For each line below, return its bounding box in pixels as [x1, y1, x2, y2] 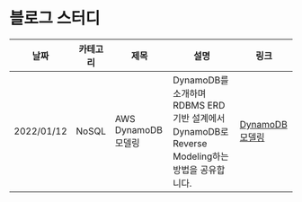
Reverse [172, 136, 208, 149]
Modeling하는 [172, 150, 229, 162]
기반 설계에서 [172, 111, 226, 124]
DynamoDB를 [172, 74, 229, 86]
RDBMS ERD [172, 99, 226, 111]
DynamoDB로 [172, 125, 229, 137]
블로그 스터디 [9, 8, 101, 29]
